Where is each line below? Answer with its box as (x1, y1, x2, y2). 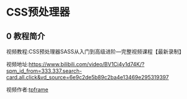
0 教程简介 (6, 31, 46, 41)
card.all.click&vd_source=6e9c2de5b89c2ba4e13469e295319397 (6, 74, 169, 81)
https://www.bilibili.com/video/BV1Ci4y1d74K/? (29, 61, 145, 67)
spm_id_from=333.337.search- (6, 67, 82, 75)
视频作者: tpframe (6, 86, 49, 93)
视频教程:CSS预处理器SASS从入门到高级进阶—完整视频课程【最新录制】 (6, 48, 185, 55)
